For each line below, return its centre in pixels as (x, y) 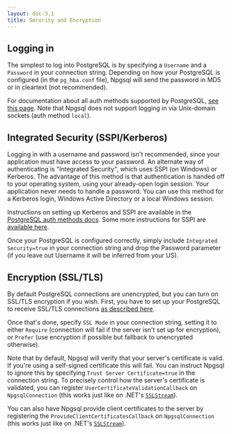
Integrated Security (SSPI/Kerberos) (87, 138)
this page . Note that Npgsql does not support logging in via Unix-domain (111, 108)
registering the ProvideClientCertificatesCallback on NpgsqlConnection (111, 416)
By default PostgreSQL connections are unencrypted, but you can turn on (113, 294)
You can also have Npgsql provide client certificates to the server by (106, 408)
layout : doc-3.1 (31, 14)
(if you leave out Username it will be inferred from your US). (93, 256)
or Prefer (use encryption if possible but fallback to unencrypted (100, 337)
